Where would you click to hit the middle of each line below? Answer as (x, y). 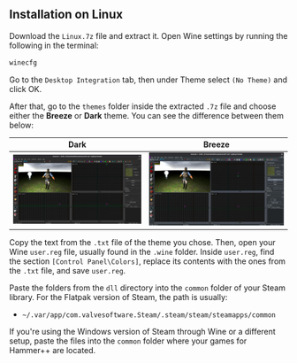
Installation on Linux (66, 15)
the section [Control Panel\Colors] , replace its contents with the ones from (147, 261)
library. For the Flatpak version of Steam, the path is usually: (118, 297)
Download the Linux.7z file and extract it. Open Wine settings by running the (148, 35)
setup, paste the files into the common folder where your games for (128, 341)
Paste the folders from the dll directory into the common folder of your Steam (147, 288)
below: (21, 125)
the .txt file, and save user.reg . (68, 270)
